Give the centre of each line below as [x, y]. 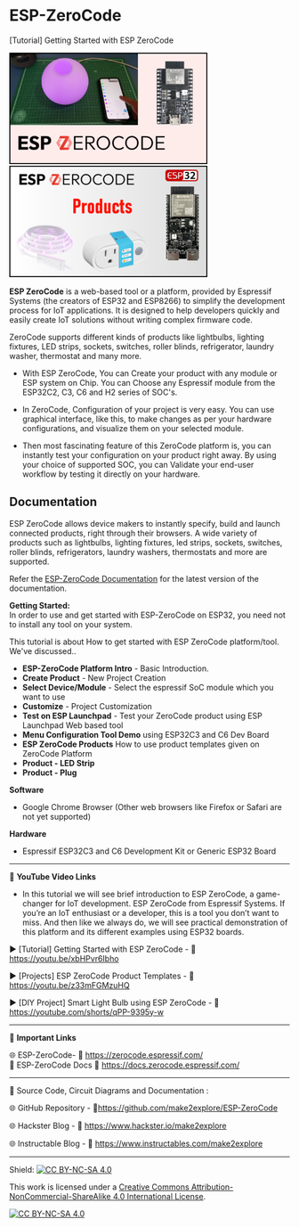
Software [27, 789]
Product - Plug [49, 773]
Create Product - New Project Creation [94, 677]
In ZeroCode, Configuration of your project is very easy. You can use [148, 409]
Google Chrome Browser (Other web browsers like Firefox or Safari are [152, 806]
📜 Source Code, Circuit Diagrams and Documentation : [109, 1090]
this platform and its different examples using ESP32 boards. [133, 931]
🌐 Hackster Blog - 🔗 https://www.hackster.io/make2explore [118, 1125]
